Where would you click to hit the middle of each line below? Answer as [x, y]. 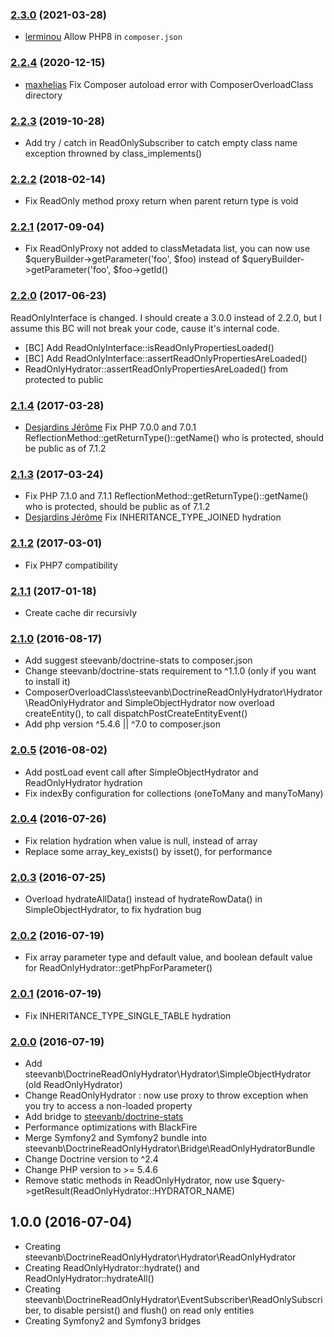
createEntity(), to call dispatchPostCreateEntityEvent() [136, 714]
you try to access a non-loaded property [108, 1106]
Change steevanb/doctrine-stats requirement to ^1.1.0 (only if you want [170, 671]
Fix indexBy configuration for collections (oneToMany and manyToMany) [174, 793]
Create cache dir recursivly [81, 612]
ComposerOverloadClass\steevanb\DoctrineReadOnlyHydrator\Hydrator [173, 692]
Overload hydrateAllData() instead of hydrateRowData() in [143, 899]
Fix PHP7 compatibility [71, 565]
